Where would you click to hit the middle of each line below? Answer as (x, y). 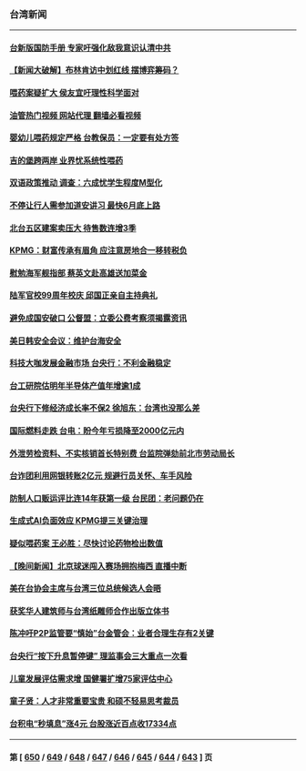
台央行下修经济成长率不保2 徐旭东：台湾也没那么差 (105, 408)
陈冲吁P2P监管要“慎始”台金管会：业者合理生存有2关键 (112, 634)
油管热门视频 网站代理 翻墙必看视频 (75, 115)
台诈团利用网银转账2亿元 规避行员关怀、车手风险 (101, 476)
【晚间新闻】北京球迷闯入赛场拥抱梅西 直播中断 (98, 565)
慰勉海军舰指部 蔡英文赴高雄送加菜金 (78, 273)
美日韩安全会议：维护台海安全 (65, 340)
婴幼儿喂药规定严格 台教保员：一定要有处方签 (94, 137)
